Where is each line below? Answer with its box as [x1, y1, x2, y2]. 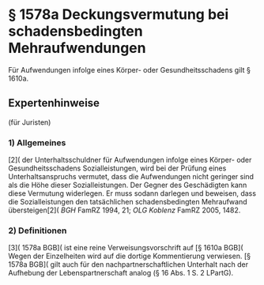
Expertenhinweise [8, 96, 100, 110]
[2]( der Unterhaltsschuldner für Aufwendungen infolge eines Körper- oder [8, 156, 252, 165]
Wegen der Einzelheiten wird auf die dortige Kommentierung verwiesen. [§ [8, 251, 251, 261]
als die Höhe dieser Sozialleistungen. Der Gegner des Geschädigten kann [8, 180, 247, 190]
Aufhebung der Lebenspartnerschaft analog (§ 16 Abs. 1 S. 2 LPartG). [8, 268, 234, 278]
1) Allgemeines [8, 137, 66, 148]
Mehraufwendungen [8, 39, 146, 57]
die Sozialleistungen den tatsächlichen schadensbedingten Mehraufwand [8, 197, 247, 207]
